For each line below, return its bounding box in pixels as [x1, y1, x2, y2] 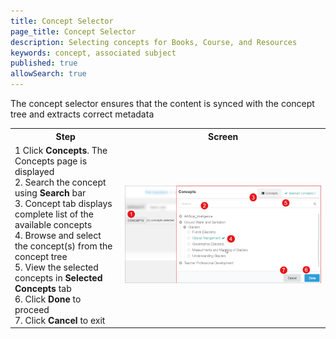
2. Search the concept [14, 176, 107, 188]
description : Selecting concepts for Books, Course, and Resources [10, 37, 298, 47]
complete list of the [14, 208, 95, 220]
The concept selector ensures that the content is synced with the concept [10, 98, 315, 109]
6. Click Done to [14, 293, 82, 305]
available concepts [14, 218, 93, 230]
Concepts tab [14, 282, 72, 294]
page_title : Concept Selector [10, 26, 137, 37]
